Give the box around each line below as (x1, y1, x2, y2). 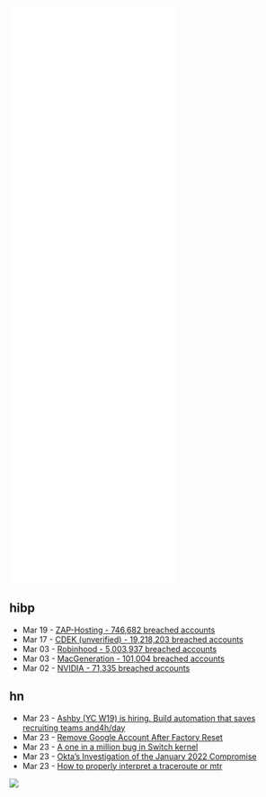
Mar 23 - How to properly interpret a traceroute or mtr (22, 760, 223, 771)
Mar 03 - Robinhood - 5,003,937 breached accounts (22, 643, 217, 654)
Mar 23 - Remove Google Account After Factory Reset (22, 731, 223, 742)
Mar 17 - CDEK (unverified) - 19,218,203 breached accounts (22, 633, 244, 645)
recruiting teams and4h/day (22, 722, 126, 733)
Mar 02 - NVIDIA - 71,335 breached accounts (22, 662, 191, 673)
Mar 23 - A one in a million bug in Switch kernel (22, 741, 199, 752)
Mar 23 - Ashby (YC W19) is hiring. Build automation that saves (22, 712, 256, 723)
